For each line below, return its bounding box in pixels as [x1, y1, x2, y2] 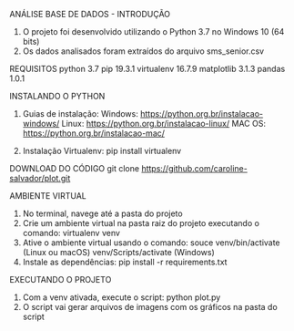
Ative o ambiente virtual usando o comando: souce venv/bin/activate [22, 237, 280, 248]
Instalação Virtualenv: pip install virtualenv [22, 146, 182, 156]
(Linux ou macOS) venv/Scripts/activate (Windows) [22, 247, 216, 257]
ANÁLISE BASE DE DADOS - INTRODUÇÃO [9, 9, 171, 19]
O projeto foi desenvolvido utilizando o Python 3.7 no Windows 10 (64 [22, 26, 285, 36]
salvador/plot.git [9, 173, 71, 183]
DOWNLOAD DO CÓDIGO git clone [9, 163, 139, 173]
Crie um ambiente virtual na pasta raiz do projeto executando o [22, 218, 259, 228]
